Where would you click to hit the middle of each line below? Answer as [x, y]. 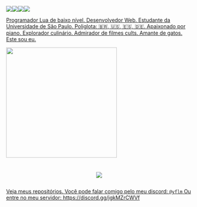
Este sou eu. [21, 39]
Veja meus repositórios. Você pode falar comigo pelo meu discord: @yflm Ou [99, 192]
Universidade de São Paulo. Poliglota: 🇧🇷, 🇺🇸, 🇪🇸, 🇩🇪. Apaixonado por [96, 26]
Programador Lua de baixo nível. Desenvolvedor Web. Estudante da [88, 20]
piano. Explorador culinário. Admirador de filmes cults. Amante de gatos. [94, 33]
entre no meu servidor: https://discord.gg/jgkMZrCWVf [73, 198]
